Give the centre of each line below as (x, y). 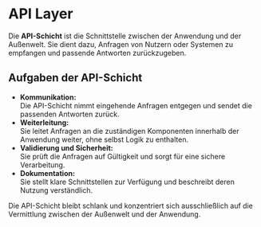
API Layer (41, 14)
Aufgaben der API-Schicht (75, 78)
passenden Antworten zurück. (69, 114)
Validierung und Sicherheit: (66, 147)
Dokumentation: (47, 173)
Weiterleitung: (44, 122)
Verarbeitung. (42, 165)
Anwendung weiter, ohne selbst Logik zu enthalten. (104, 139)
